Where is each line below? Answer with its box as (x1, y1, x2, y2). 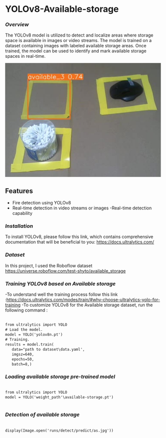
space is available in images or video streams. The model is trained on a (5, 38, 152, 43)
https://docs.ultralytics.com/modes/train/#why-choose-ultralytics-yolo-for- (6, 296, 161, 302)
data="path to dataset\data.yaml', (11, 347, 85, 352)
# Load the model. (5, 327, 43, 332)
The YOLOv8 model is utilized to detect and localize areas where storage (5, 32, 154, 38)
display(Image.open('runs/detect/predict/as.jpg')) (5, 428, 114, 433)
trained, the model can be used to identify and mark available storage (5, 48, 147, 54)
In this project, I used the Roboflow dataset (5, 263, 92, 269)
